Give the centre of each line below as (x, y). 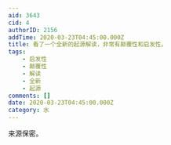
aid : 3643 (24, 15)
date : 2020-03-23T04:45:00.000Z (61, 103)
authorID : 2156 (33, 30)
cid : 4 (19, 23)
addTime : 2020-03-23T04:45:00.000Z (66, 37)
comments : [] (29, 96)
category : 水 (29, 111)
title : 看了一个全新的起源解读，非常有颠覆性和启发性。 (87, 45)
